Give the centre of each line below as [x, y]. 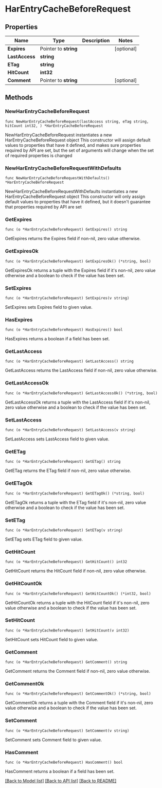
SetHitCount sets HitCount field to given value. [52, 639]
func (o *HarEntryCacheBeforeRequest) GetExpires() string [66, 229]
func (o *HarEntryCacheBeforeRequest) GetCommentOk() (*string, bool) [78, 694]
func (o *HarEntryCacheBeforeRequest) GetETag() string [63, 462]
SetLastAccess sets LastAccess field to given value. [57, 439]
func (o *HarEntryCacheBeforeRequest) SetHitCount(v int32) [67, 630]
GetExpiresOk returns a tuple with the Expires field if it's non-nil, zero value [80, 270]
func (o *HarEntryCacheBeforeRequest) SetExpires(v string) [67, 298]
